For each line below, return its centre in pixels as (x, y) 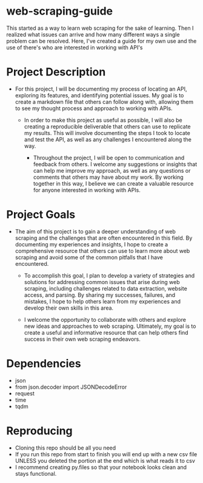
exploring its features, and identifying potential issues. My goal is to (99, 95)
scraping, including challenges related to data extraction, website (106, 288)
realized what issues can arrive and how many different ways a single (93, 34)
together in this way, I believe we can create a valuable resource (113, 183)
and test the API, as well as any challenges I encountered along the (108, 139)
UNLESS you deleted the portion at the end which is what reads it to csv (105, 460)
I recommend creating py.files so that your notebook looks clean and (101, 467)
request (25, 393)
